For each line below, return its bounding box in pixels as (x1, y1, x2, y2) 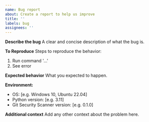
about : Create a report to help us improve (5, 12, 95, 17)
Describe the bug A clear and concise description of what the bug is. (5, 39, 145, 45)
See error (12, 63, 32, 69)
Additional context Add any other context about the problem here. (5, 111, 139, 118)
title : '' (5, 16, 25, 21)
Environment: (5, 82, 33, 88)
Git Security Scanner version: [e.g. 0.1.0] (12, 102, 94, 108)
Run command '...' (12, 58, 49, 64)
